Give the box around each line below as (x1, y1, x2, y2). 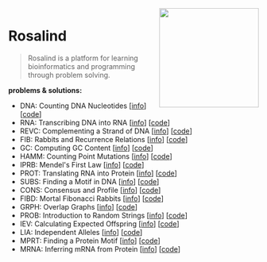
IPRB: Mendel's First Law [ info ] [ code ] (19, 160, 145, 169)
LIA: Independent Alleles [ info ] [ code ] (19, 227, 143, 237)
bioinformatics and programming (27, 61, 136, 71)
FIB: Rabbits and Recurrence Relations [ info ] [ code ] (19, 134, 188, 144)
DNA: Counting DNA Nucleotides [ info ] (19, 101, 147, 110)
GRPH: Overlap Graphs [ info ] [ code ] (19, 202, 137, 211)
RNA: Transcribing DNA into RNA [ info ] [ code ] (19, 118, 171, 127)
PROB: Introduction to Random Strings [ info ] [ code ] (19, 210, 188, 220)
